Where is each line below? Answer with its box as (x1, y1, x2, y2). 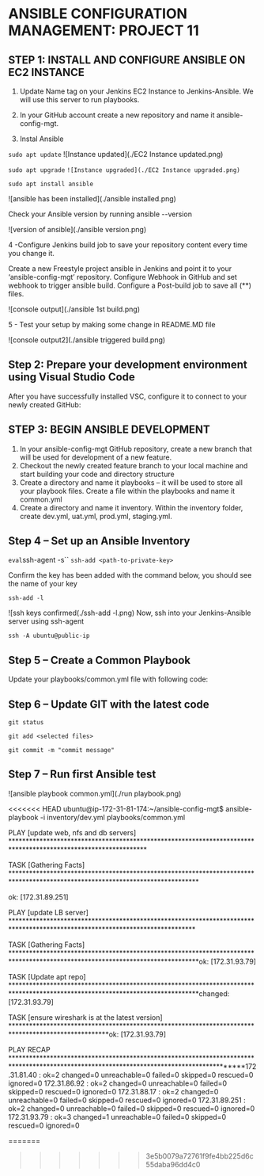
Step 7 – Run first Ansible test (8, 768, 157, 781)
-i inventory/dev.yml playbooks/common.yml (40, 812, 186, 822)
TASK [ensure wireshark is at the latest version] (8, 1012, 164, 1022)
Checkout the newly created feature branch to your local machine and (19, 460, 248, 470)
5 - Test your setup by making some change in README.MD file (8, 320, 216, 329)
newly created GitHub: (8, 399, 81, 409)
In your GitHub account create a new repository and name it (19, 110, 215, 120)
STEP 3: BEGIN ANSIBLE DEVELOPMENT (8, 423, 211, 437)
